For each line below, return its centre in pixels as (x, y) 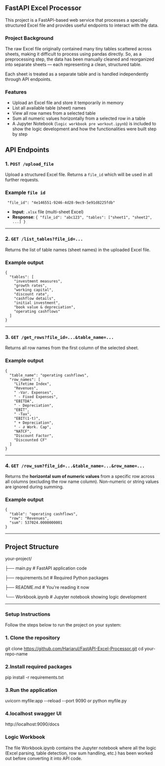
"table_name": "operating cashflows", (49, 375)
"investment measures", (38, 281)
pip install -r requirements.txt (34, 677)
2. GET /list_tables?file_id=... (44, 239)
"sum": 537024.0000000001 (36, 523)
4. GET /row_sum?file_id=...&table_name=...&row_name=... (75, 466)
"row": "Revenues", (29, 518)
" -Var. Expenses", (34, 392)
